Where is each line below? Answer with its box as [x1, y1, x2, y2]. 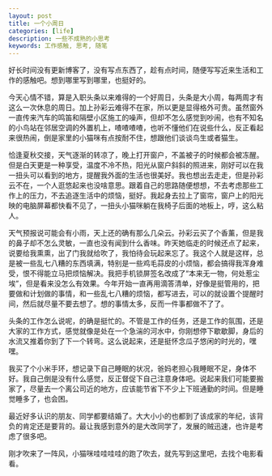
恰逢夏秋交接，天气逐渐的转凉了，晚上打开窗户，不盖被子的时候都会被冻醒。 [8, 151, 264, 160]
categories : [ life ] [8, 27, 74, 35]
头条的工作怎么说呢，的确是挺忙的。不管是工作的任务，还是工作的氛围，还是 [8, 317, 264, 326]
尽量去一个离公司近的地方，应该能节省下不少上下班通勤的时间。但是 [29, 384, 257, 393]
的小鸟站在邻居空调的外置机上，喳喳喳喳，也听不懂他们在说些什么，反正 [8, 123, 249, 133]
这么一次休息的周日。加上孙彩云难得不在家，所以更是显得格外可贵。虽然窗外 [8, 103, 264, 113]
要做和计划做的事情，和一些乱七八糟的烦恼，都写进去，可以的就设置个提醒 [8, 289, 257, 299]
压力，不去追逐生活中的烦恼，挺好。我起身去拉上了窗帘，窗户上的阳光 [29, 191, 264, 201]
